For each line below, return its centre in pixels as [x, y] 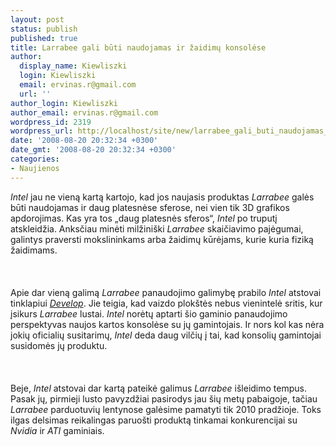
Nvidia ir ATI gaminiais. [57, 430]
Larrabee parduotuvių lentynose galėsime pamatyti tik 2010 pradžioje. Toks [166, 409]
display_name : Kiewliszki [73, 66]
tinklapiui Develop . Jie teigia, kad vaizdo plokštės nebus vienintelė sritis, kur [166, 303]
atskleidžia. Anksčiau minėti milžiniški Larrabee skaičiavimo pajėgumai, [157, 228]
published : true [44, 38]
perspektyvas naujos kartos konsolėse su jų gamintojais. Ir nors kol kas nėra [167, 324]
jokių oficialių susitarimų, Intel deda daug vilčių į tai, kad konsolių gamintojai [166, 335]
